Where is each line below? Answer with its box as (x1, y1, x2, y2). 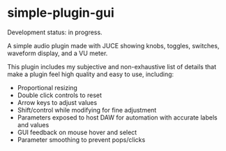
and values (17, 120, 50, 129)
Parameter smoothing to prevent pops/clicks (17, 135, 146, 144)
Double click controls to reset (17, 91, 103, 99)
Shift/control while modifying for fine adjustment (17, 106, 157, 114)
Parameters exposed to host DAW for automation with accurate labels (17, 113, 218, 122)
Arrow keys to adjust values (17, 98, 98, 106)
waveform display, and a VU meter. (7, 49, 108, 57)
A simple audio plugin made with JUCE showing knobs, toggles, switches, (7, 41, 220, 50)
